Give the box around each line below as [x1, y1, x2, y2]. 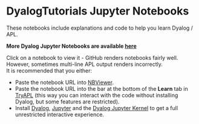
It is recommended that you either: [6, 67, 93, 74]
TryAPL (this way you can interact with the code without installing [15, 91, 178, 99]
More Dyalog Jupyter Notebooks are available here [6, 42, 137, 50]
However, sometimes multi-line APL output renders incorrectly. [6, 60, 163, 68]
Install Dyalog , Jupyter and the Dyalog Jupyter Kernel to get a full [15, 104, 178, 111]
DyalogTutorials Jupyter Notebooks [6, 4, 189, 18]
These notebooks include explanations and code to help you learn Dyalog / [6, 24, 194, 31]
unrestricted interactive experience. [15, 111, 105, 118]
